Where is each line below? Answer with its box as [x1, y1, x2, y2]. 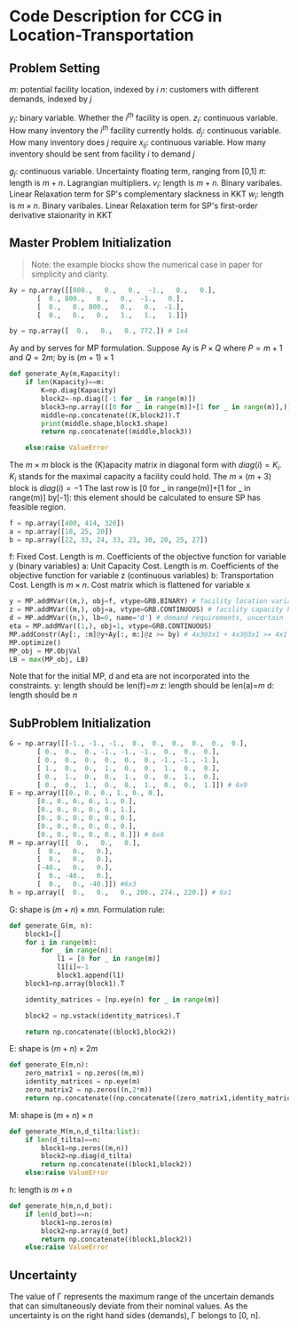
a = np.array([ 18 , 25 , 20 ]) [9, 527, 114, 536]
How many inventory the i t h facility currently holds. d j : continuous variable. [9, 124, 282, 138]
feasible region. [9, 501, 67, 512]
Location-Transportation [9, 25, 194, 45]
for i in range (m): [25, 938, 98, 946]
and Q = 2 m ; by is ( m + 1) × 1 [9, 352, 114, 363]
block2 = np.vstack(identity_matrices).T [25, 1011, 180, 1020]
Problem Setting [9, 60, 100, 76]
